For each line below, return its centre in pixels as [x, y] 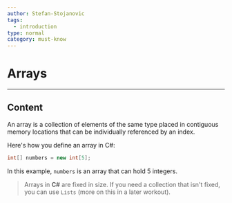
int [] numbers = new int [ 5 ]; [49, 158]
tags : [15, 20]
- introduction [35, 26]
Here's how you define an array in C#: [61, 145]
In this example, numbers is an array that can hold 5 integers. [93, 171]
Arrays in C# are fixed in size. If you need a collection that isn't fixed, [122, 184]
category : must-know [37, 39]
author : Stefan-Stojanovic [46, 14]
